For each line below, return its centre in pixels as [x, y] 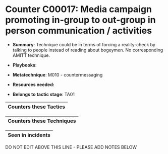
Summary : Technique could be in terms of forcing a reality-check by [84, 44]
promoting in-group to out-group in [80, 20]
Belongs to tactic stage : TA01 [43, 94]
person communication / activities [79, 31]
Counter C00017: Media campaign [79, 9]
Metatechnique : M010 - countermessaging [58, 74]
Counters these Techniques [42, 121]
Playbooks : [24, 65]
